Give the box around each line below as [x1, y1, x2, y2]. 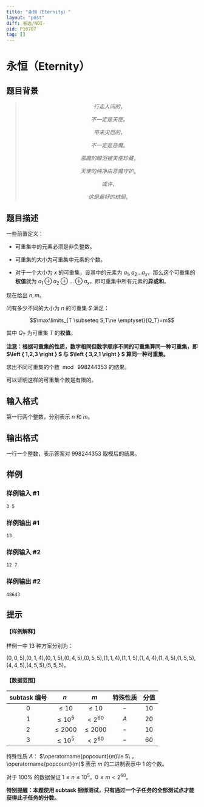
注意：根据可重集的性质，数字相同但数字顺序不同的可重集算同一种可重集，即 [6, 343, 198, 350]
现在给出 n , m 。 [6, 291, 45, 298]
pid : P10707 [6, 26, 36, 32]
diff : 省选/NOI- [6, 20, 46, 26]
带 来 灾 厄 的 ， [93, 129, 126, 136]
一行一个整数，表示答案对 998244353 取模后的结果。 [6, 450, 140, 457]
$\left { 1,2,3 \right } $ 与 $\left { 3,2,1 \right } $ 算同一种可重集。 [6, 351, 169, 358]
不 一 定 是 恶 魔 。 [90, 142, 129, 149]
